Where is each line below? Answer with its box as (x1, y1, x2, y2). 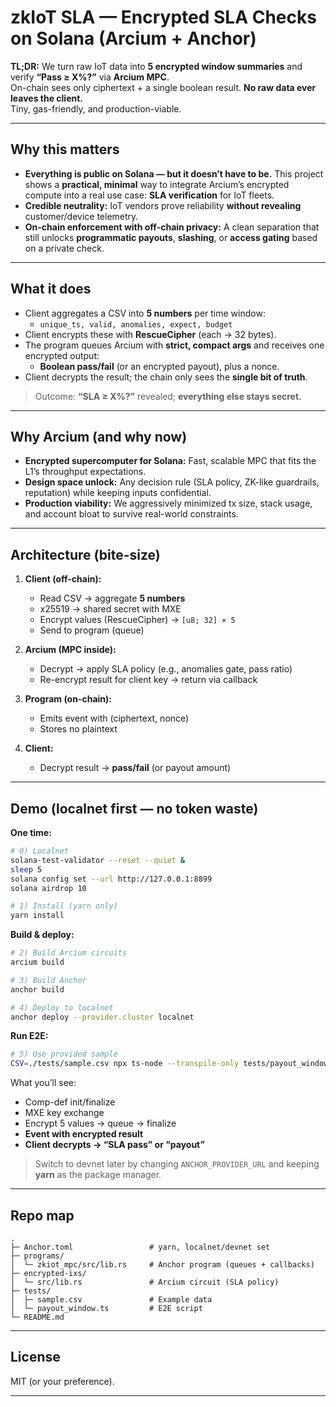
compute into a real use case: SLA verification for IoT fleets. (24, 189, 275, 201)
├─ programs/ (10, 1251, 65, 1261)
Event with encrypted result (24, 1128, 144, 1140)
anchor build (10, 984, 65, 995)
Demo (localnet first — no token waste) (10, 800, 259, 817)
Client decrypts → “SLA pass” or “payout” (24, 1139, 205, 1151)
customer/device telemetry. (24, 210, 139, 222)
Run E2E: (10, 1030, 49, 1042)
